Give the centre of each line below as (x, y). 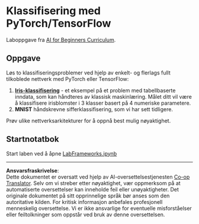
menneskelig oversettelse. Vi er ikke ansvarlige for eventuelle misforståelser (99, 208)
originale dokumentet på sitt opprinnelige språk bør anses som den (88, 196)
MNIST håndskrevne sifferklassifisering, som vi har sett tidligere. (94, 109)
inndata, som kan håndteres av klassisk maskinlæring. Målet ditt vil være (103, 96)
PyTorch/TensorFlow (59, 23)
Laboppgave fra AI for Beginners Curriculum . (61, 40)
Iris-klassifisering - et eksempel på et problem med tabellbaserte (95, 90)
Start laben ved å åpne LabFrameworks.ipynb (62, 153)
